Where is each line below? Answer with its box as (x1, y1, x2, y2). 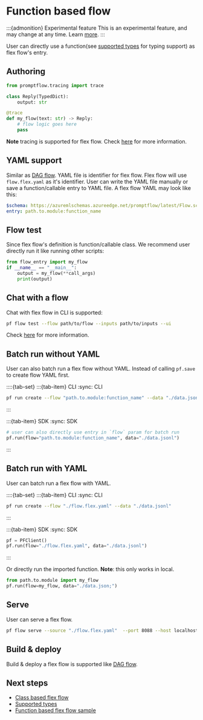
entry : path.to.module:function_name (6, 208, 101, 214)
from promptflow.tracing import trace (6, 82, 104, 88)
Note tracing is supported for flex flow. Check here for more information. (6, 137, 187, 145)
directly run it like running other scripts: (6, 247, 105, 255)
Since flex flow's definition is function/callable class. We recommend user (6, 241, 190, 248)
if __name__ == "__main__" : (6, 265, 77, 271)
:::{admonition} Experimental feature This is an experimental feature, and (6, 24, 187, 31)
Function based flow (6, 4, 111, 18)
